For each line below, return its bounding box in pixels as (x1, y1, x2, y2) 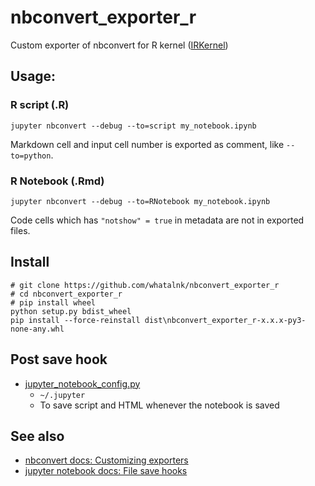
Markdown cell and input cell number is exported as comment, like (10, 138, 285, 150)
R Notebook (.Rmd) (10, 174, 105, 188)
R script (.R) (10, 98, 70, 112)
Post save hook (10, 351, 108, 368)
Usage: (10, 68, 57, 85)
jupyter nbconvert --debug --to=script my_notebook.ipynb (10, 121, 257, 131)
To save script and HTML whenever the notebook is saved (39, 399, 280, 411)
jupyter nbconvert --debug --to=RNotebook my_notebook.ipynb (10, 196, 271, 206)
